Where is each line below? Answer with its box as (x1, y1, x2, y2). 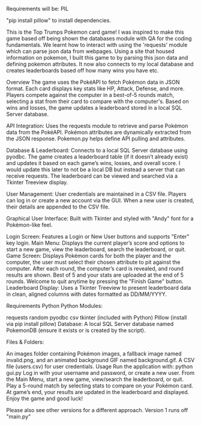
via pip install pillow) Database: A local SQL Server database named (6, 321, 174, 327)
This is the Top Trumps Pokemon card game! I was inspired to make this (6, 28, 184, 36)
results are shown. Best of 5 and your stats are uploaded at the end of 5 (6, 271, 184, 278)
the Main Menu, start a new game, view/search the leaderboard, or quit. (6, 376, 184, 383)
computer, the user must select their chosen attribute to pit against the (6, 258, 181, 266)
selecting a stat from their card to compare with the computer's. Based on (6, 98, 189, 105)
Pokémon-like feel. (6, 221, 53, 228)
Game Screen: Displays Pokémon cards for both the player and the (6, 252, 171, 259)
